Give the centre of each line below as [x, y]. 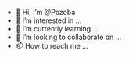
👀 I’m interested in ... [48, 20]
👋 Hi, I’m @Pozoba [45, 12]
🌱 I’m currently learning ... [57, 29]
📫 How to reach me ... [52, 46]
